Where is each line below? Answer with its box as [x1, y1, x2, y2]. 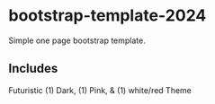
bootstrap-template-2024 [8, 5, 207, 26]
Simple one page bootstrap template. [8, 35, 146, 46]
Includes [8, 61, 58, 76]
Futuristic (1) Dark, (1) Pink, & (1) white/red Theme [8, 84, 193, 95]
